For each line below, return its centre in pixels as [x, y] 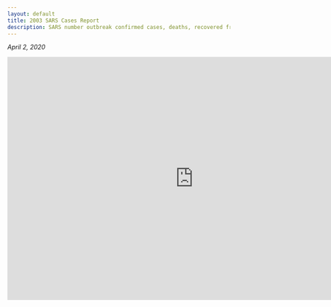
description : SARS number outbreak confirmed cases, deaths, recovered [115, 27]
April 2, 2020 [27, 47]
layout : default [31, 14]
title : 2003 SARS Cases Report [53, 21]
